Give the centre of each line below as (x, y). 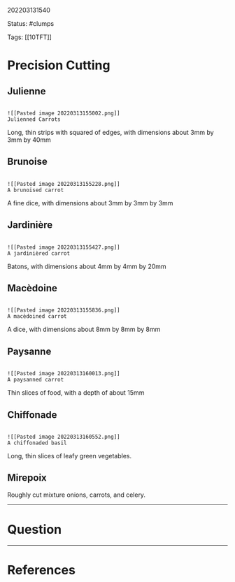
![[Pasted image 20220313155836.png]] (64, 310)
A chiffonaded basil (37, 443)
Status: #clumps (31, 23)
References (41, 570)
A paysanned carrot (36, 380)
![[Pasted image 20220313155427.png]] (64, 247)
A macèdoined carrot (37, 317)
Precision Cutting (59, 65)
